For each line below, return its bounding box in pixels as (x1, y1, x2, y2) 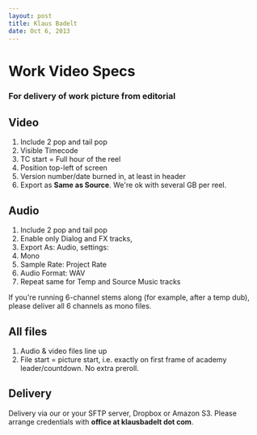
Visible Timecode (19, 146, 78, 156)
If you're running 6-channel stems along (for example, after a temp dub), (8, 292, 251, 302)
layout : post (8, 11, 53, 20)
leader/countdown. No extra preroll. (19, 363, 140, 373)
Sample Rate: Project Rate (19, 260, 107, 270)
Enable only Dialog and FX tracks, (19, 234, 133, 244)
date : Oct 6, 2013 (8, 27, 70, 35)
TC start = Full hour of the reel (19, 155, 121, 164)
